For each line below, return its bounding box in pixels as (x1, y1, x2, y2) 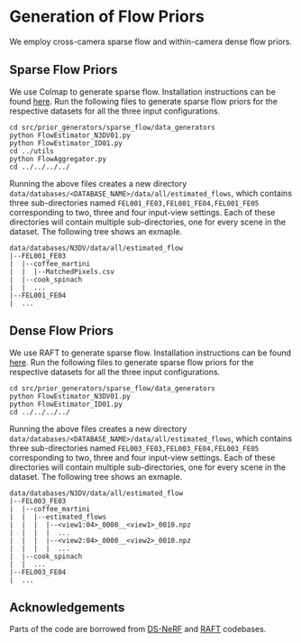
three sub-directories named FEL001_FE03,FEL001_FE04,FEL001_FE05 (9, 197, 260, 208)
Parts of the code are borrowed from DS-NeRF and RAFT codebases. (9, 624, 267, 635)
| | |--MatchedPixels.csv (9, 267, 115, 276)
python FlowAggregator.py (9, 154, 106, 163)
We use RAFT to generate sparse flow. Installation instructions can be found (9, 347, 291, 358)
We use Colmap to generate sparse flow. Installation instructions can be (9, 86, 277, 96)
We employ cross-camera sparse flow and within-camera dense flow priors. (9, 36, 293, 47)
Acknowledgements (9, 600, 125, 615)
